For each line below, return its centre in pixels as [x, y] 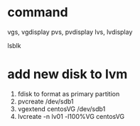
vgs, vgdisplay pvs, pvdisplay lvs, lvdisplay [70, 32]
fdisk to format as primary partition [69, 93]
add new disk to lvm [68, 74]
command [38, 12]
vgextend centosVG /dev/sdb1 [61, 109]
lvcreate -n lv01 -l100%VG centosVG [71, 116]
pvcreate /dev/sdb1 [45, 101]
